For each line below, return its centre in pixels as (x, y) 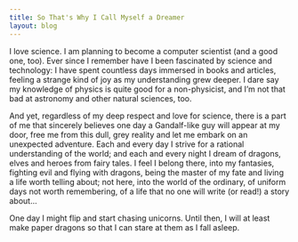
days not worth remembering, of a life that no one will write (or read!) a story (149, 191)
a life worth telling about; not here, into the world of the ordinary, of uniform (148, 181)
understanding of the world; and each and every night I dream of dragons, (145, 153)
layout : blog (33, 26)
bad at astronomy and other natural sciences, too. (101, 98)
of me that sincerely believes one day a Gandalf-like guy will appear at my (145, 125)
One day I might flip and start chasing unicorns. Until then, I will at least (140, 218)
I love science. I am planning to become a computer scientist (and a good (144, 51)
